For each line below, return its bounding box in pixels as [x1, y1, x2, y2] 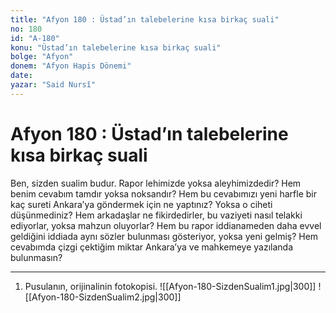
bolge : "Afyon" [10, 52, 74, 62]
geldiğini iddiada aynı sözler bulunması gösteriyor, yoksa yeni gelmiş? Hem [10, 230, 319, 242]
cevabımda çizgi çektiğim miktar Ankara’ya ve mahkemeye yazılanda [10, 241, 294, 253]
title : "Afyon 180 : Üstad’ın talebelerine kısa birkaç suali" [10, 14, 280, 25]
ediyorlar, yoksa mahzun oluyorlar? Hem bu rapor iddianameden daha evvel [10, 219, 322, 231]
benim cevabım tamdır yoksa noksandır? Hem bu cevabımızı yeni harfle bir [10, 187, 317, 200]
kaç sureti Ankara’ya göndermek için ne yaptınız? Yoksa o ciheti [10, 198, 273, 210]
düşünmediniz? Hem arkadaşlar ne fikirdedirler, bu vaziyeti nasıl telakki [10, 209, 303, 221]
